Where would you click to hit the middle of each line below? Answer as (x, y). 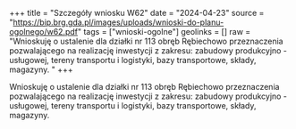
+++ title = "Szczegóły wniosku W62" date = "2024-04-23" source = (137, 13)
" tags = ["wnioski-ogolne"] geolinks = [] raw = (164, 32)
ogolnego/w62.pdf (44, 32)
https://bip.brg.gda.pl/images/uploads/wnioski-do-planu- (118, 22)
